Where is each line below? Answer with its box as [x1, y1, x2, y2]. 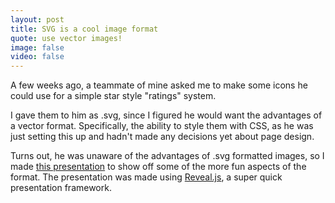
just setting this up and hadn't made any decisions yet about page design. [10, 131, 315, 143]
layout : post [10, 14, 65, 25]
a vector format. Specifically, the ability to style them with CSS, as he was [10, 120, 314, 132]
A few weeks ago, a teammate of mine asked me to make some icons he [10, 79, 308, 91]
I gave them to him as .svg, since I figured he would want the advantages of [10, 109, 323, 121]
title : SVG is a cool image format [10, 24, 159, 34]
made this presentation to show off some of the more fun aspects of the [10, 161, 307, 173]
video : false [10, 52, 65, 62]
